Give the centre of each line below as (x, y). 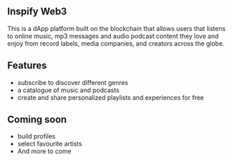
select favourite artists (50, 144)
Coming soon (37, 120)
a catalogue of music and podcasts (68, 90)
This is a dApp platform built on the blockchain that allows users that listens (116, 28)
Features (27, 66)
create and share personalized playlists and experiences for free (111, 97)
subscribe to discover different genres (73, 82)
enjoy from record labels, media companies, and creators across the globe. (116, 43)
